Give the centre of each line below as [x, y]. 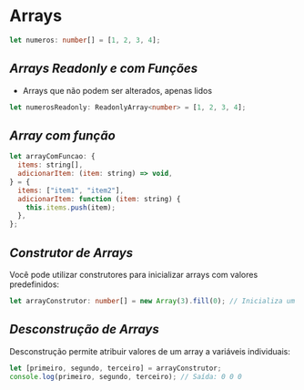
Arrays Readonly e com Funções [104, 69]
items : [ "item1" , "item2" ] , [71, 190]
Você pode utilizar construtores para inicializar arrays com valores [134, 275]
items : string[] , [51, 165]
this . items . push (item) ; [71, 207]
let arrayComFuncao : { [52, 157]
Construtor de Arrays [71, 253]
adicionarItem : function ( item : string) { [99, 199]
